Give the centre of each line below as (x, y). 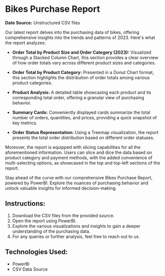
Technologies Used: (36, 252)
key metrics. (25, 123)
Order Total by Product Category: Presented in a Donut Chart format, (83, 72)
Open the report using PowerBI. (44, 221)
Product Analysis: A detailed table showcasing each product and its (82, 92)
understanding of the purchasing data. (51, 231)
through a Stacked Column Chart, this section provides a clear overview (85, 57)
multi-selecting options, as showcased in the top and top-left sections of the (82, 163)
